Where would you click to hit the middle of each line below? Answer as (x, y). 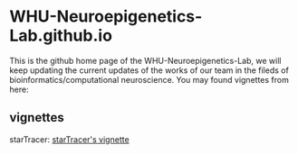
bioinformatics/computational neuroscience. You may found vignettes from (149, 79)
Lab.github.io (61, 36)
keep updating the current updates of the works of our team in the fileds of (149, 70)
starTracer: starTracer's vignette (69, 139)
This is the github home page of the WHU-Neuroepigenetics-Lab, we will (145, 60)
